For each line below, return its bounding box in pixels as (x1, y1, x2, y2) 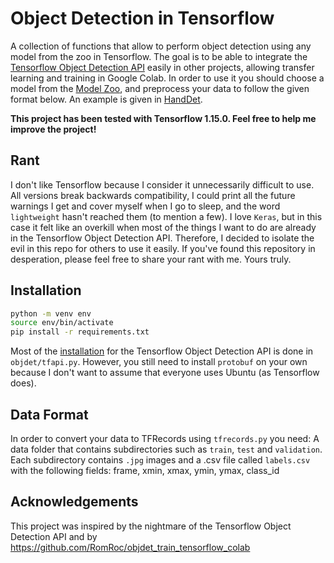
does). (10, 377, 37, 389)
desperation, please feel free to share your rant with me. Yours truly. (10, 253, 292, 265)
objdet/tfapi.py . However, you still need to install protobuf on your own (10, 356, 308, 368)
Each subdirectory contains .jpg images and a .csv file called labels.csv (10, 454, 311, 466)
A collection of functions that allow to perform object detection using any (10, 40, 312, 52)
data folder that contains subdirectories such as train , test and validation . (10, 443, 323, 455)
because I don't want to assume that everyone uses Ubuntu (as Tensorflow (10, 367, 320, 379)
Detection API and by (10, 530, 98, 542)
